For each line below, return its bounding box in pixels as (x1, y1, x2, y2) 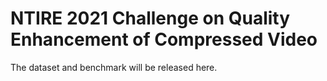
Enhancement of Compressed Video (10, 28, 318, 51)
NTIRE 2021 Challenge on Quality (10, 7, 291, 30)
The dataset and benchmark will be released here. (10, 61, 218, 73)
